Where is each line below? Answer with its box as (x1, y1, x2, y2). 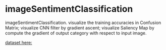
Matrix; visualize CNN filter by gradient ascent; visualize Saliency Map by (5, 25, 155, 30)
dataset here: (5, 39, 32, 45)
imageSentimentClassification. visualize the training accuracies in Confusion (5, 20, 162, 25)
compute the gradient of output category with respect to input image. (5, 30, 147, 36)
